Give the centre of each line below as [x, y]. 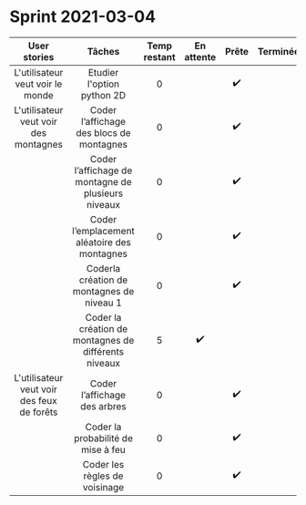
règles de [103, 476]
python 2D [103, 95]
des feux [38, 400]
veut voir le [39, 84]
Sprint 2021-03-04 [83, 17]
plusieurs [103, 193]
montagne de [103, 181]
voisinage [103, 487]
